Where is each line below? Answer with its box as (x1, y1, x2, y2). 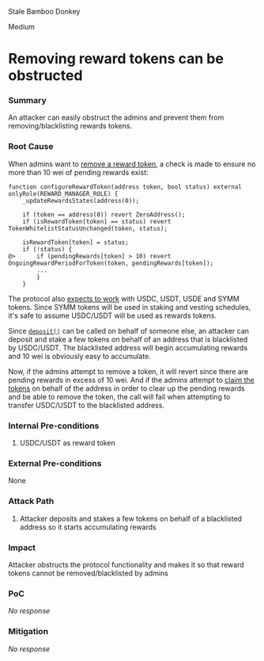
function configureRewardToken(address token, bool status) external (8, 182, 243, 191)
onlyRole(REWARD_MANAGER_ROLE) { (8, 189, 119, 197)
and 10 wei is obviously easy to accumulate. (8, 351, 152, 361)
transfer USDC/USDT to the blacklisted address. (8, 400, 164, 410)
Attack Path (8, 495, 55, 506)
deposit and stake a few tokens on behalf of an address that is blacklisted (8, 334, 248, 344)
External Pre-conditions (8, 458, 102, 468)
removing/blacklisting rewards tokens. (8, 121, 133, 131)
